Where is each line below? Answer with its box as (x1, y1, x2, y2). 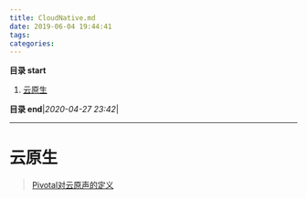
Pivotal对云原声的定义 (31, 180, 114, 191)
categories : (9, 38, 55, 48)
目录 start (9, 65, 47, 76)
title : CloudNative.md (9, 13, 96, 23)
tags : (9, 30, 30, 39)
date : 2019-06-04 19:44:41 (9, 22, 112, 31)
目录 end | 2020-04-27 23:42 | (9, 104, 119, 115)
